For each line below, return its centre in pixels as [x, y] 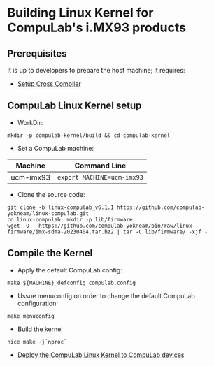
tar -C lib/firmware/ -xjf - [165, 232]
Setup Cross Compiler [49, 84]
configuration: [37, 303]
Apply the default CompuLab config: [70, 270]
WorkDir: [30, 122]
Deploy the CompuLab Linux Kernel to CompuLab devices [101, 355]
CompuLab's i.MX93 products [97, 28]
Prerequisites [37, 53]
